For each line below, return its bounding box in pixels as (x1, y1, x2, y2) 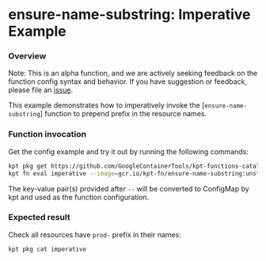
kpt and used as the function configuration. (8, 192, 150, 202)
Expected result (8, 212, 70, 223)
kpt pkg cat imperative (8, 245, 87, 253)
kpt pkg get (8, 162, 47, 170)
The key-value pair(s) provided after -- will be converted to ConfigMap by (8, 183, 249, 193)
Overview (8, 51, 47, 62)
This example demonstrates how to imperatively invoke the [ (8, 100, 205, 110)
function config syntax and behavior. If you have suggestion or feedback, (8, 77, 248, 86)
